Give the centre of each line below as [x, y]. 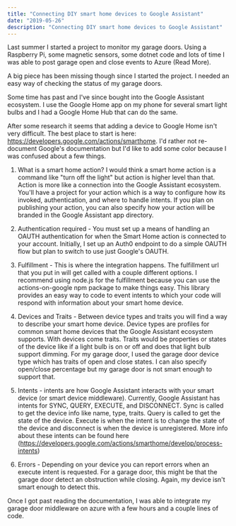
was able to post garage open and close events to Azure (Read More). [109, 62]
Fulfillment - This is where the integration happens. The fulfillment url [118, 265]
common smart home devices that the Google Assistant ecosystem [115, 332]
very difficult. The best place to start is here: [72, 134]
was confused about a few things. [57, 156]
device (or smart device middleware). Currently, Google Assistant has [119, 398]
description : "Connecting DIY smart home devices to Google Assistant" [115, 27]
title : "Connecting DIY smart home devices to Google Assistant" [105, 14]
